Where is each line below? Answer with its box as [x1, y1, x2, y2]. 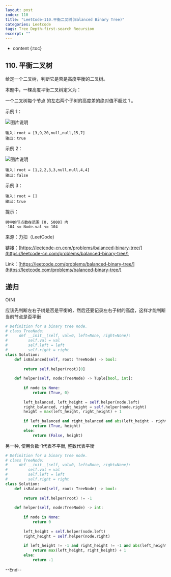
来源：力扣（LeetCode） [5, 233, 58, 240]
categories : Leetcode [5, 21, 51, 27]
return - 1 [32, 557, 53, 562]
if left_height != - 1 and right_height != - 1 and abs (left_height [23, 543, 167, 548]
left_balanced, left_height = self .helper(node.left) [23, 399, 140, 405]
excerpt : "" [5, 31, 31, 36]
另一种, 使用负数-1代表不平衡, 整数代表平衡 [5, 443, 95, 449]
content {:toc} [12, 45, 42, 51]
